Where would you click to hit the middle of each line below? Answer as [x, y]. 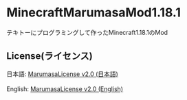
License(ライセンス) [50, 56]
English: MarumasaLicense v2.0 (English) [65, 89]
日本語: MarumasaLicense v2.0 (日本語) [62, 74]
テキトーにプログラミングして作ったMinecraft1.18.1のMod [87, 32]
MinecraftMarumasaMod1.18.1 [94, 13]
